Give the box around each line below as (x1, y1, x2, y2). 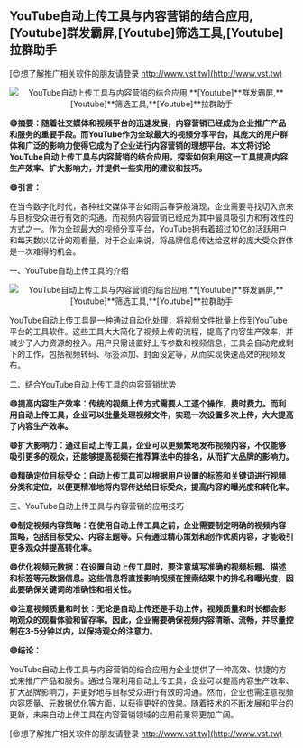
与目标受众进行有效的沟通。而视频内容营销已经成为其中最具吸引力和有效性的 (9, 212, 294, 223)
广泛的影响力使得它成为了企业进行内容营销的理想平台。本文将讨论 (24, 140, 271, 151)
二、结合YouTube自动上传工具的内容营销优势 (9, 379, 177, 389)
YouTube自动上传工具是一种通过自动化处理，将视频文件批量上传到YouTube (9, 315, 288, 325)
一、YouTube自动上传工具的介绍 (9, 265, 129, 276)
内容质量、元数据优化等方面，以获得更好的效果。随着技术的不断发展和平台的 (9, 698, 294, 708)
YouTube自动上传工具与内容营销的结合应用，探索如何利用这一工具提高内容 (9, 151, 289, 162)
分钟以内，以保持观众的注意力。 (39, 625, 158, 636)
